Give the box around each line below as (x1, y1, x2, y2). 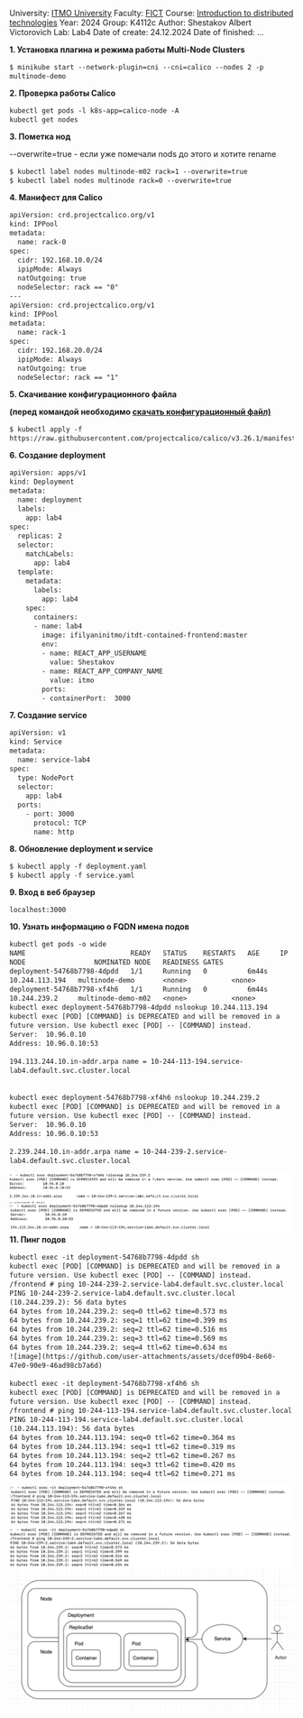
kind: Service (9, 737, 63, 746)
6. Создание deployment (9, 450, 106, 460)
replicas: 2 (17, 531, 63, 540)
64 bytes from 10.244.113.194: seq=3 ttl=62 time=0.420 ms (9, 1461, 236, 1470)
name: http (32, 827, 75, 836)
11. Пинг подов (9, 1234, 66, 1245)
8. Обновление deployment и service (9, 844, 153, 854)
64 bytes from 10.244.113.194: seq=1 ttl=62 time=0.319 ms (9, 1443, 236, 1452)
